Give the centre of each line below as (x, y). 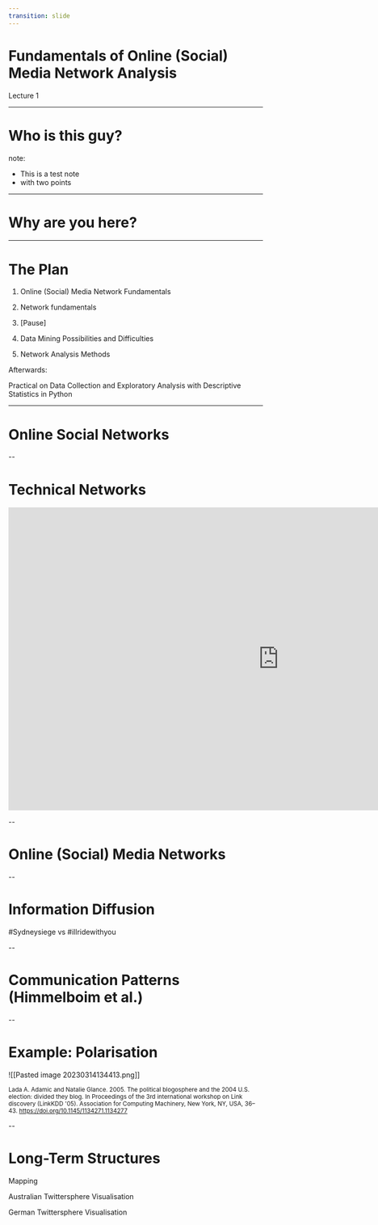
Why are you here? (73, 222)
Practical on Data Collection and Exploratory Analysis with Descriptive (125, 385)
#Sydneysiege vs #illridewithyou (62, 932)
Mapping (23, 1181)
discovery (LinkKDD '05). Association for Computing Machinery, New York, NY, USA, (126, 1104)
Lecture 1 (23, 95)
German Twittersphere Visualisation (68, 1212)
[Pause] (33, 323)
